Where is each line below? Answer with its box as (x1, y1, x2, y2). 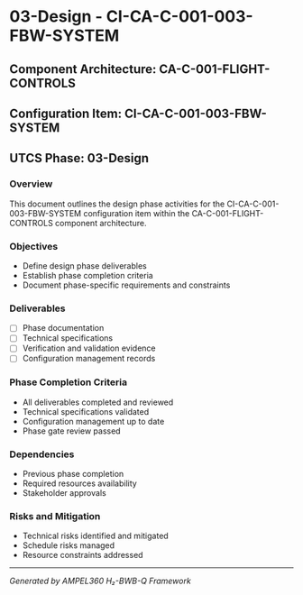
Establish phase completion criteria (22, 270, 153, 280)
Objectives (9, 240, 59, 252)
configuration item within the (83, 207, 190, 218)
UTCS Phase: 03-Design (9, 151, 150, 166)
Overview (9, 178, 53, 190)
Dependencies (9, 448, 75, 461)
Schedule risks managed (22, 540, 115, 551)
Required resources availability (22, 478, 137, 489)
